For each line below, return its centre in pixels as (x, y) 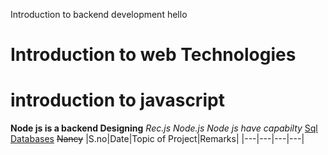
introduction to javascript (117, 100)
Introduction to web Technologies (153, 55)
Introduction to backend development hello (99, 14)
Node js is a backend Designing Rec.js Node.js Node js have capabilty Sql (164, 128)
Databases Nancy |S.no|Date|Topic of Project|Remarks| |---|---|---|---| (157, 139)
